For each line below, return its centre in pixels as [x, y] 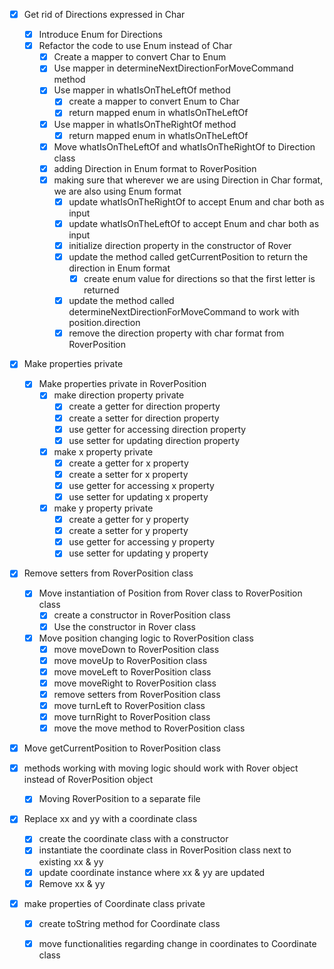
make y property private [103, 508]
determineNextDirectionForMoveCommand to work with [184, 312]
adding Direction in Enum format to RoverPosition [155, 168]
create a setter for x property [128, 474]
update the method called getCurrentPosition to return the [188, 257]
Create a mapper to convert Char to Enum [140, 57]
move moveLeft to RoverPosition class [132, 671]
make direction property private [119, 395]
